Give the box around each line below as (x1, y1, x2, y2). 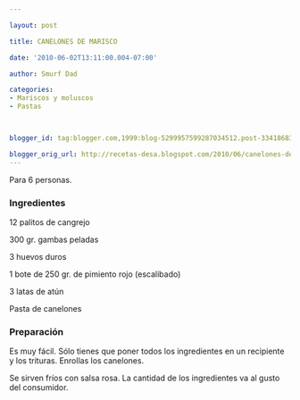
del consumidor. (9, 382, 69, 393)
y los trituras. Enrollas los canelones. (9, 355, 145, 366)
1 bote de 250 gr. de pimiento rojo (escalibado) (9, 269, 181, 279)
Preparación (9, 325, 64, 337)
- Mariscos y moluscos (9, 94, 94, 103)
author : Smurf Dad (9, 69, 78, 79)
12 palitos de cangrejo (9, 216, 91, 228)
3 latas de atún (9, 286, 64, 296)
